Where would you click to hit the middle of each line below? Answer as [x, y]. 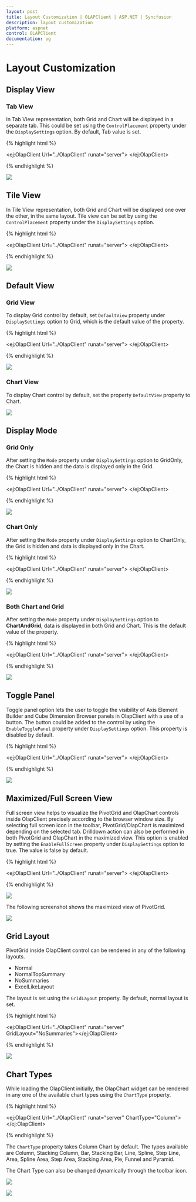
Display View [31, 90]
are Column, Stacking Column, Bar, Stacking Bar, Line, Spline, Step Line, [93, 1153]
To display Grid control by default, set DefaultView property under [86, 315]
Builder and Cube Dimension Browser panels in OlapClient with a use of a [95, 716]
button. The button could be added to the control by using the [81, 722]
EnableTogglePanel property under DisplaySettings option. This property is [97, 728]
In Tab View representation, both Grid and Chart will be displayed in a [90, 119]
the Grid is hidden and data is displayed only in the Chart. [75, 546]
